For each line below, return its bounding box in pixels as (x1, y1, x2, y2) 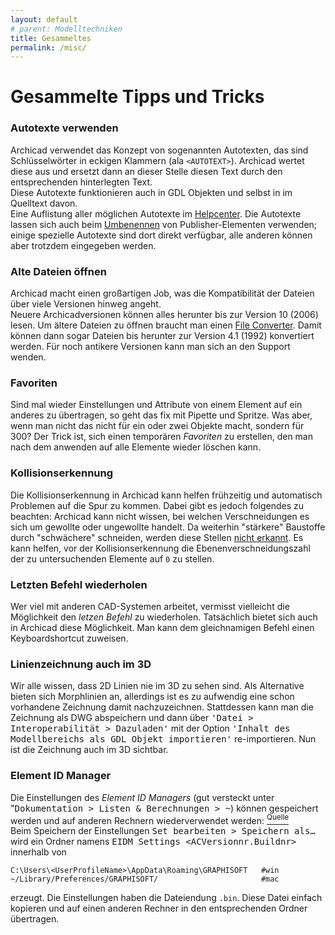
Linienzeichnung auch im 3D (10, 657, 152, 671)
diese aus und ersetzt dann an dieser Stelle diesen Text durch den (10, 165, 283, 177)
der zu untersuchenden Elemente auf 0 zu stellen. (10, 552, 215, 565)
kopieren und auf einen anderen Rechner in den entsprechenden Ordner (10, 902, 308, 915)
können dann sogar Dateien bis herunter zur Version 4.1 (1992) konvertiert (10, 330, 315, 342)
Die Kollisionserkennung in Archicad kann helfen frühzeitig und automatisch (10, 489, 323, 501)
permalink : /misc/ (10, 42, 87, 53)
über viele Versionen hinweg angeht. (10, 298, 162, 310)
